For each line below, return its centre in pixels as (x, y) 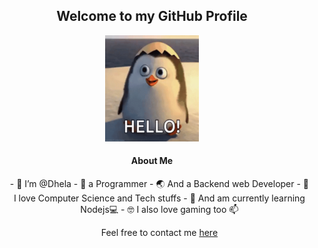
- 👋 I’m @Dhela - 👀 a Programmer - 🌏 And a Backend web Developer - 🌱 (159, 184)
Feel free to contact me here (159, 233)
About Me (152, 161)
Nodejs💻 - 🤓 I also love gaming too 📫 (159, 210)
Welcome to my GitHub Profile (152, 16)
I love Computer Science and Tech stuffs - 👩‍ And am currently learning (159, 198)
